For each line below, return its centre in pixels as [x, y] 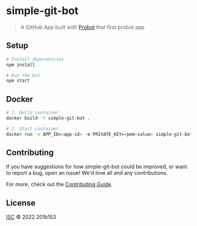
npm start [18, 81]
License [21, 203]
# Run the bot [23, 75]
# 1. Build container [33, 113]
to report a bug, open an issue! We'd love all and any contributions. [87, 173]
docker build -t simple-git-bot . [48, 118]
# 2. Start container [33, 129]
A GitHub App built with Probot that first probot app [82, 27]
